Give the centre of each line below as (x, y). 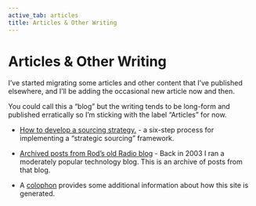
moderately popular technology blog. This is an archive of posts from (131, 162)
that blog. (35, 170)
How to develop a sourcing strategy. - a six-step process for (117, 130)
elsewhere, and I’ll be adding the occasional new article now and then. (121, 92)
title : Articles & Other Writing (63, 23)
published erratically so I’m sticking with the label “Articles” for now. (117, 115)
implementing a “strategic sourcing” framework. (97, 139)
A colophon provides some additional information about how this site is (134, 186)
